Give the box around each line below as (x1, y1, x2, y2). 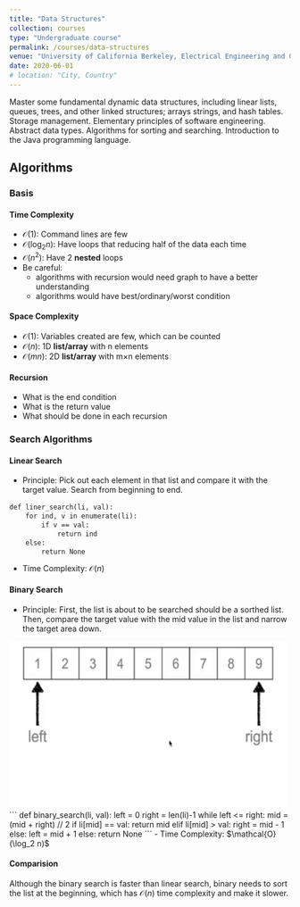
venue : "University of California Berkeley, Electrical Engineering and (9, 52, 286, 62)
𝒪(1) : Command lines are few (21, 229, 128, 240)
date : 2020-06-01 (9, 62, 74, 71)
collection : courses (9, 23, 87, 33)
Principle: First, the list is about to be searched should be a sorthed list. (21, 603, 284, 615)
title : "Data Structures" (9, 14, 105, 23)
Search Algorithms (9, 433, 93, 445)
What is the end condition (21, 392, 118, 403)
